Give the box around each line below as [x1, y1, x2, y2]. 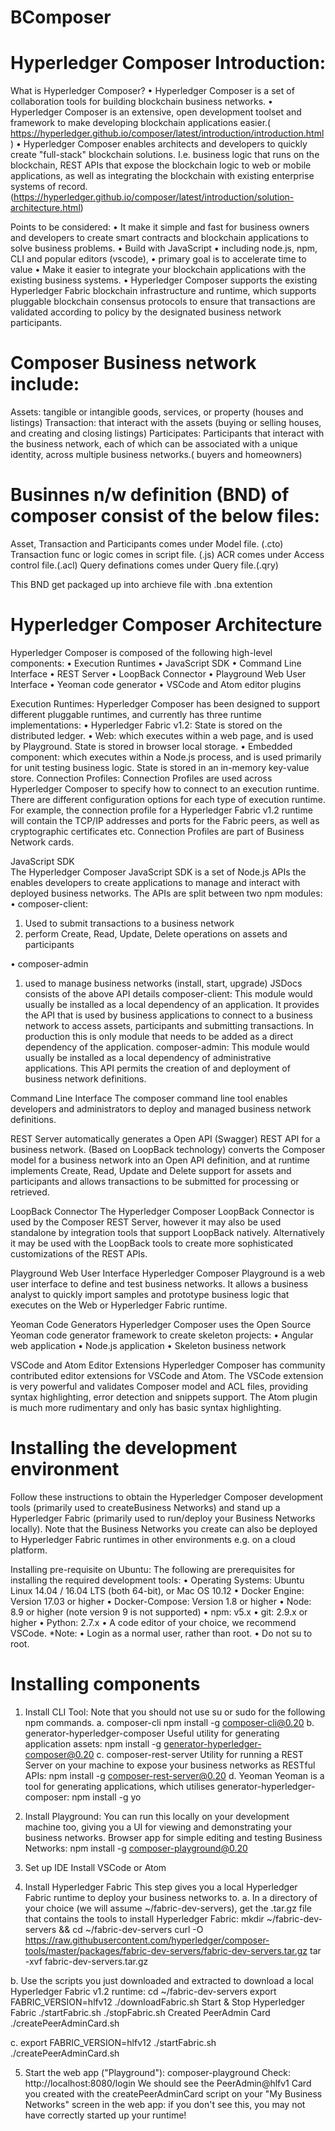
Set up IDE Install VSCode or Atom [24, 1861, 167, 1873]
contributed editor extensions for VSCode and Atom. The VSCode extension [10, 1369, 324, 1381]
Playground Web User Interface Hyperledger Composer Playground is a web [10, 1267, 326, 1279]
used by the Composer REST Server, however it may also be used [10, 1216, 282, 1228]
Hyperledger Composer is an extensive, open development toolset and [10, 106, 302, 118]
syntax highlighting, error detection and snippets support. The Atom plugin [10, 1391, 318, 1403]
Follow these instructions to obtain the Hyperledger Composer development [10, 1491, 323, 1503]
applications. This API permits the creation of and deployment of [24, 1062, 291, 1074]
